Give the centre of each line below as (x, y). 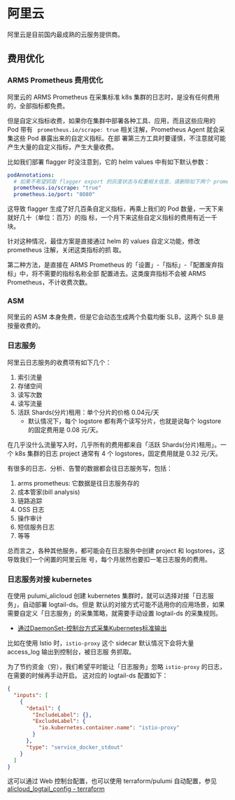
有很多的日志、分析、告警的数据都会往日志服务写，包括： (90, 468)
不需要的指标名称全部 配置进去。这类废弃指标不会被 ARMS (122, 274)
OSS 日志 (31, 509)
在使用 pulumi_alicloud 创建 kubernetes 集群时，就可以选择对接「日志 (108, 596)
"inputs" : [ (31, 695)
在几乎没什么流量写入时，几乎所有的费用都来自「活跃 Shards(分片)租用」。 (114, 444)
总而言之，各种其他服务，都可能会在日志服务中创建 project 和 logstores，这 (116, 551)
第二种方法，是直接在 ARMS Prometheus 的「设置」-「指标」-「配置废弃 (113, 265)
